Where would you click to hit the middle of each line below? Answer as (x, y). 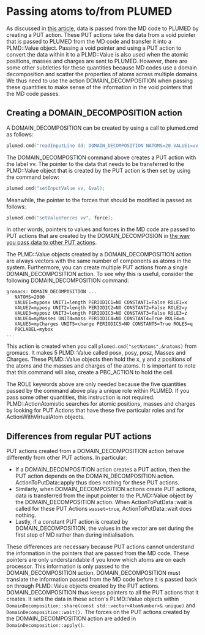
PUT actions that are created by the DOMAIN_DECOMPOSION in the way (98, 236)
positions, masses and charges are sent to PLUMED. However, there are (97, 61)
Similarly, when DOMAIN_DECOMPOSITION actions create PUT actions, (106, 489)
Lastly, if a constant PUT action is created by (72, 522)
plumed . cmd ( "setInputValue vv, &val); (56, 188)
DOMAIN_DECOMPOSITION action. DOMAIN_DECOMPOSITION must (93, 573)
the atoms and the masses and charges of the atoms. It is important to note (101, 366)
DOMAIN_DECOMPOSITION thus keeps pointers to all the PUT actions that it (102, 593)
